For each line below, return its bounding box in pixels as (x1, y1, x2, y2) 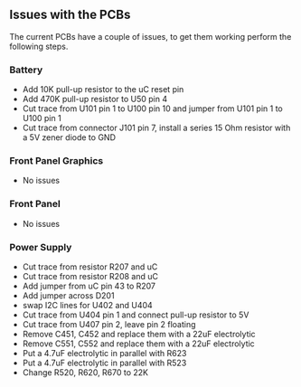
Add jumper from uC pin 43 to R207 (22, 280, 156, 291)
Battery (9, 63, 43, 76)
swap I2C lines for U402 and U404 (22, 300, 154, 310)
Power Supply (9, 241, 72, 253)
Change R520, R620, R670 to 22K (22, 367, 149, 378)
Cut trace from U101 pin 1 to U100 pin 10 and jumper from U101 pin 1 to (22, 103, 283, 114)
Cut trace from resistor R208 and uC (22, 271, 158, 281)
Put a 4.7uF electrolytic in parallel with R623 (22, 348, 187, 358)
